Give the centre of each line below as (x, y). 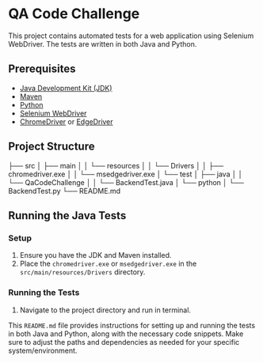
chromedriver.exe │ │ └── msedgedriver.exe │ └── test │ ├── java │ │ (126, 174)
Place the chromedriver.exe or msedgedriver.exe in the (108, 264)
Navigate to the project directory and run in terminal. (105, 310)
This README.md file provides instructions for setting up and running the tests (132, 325)
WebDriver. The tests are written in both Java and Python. (103, 43)
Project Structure (51, 147)
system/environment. (43, 350)
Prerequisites (42, 69)
